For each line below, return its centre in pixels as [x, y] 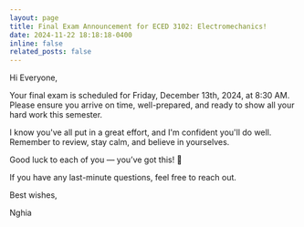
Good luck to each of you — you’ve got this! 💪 [96, 160]
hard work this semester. [56, 115]
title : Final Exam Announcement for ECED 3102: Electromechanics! [138, 26]
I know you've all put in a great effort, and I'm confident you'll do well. [141, 132]
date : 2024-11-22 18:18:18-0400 [71, 35]
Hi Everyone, [33, 77]
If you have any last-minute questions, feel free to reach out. [123, 178]
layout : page [34, 18]
